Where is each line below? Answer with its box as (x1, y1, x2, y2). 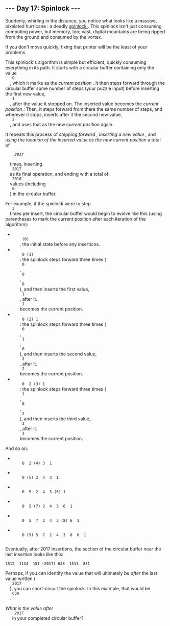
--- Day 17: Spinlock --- (5, 4, 81, 13)
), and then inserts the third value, (19, 416, 91, 422)
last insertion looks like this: (5, 551, 64, 557)
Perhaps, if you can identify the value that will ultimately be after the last (5, 570, 157, 576)
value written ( (5, 575, 36, 582)
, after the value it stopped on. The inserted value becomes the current (10, 101, 159, 107)
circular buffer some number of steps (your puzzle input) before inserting (5, 85, 160, 91)
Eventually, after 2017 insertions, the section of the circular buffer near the (5, 546, 162, 552)
